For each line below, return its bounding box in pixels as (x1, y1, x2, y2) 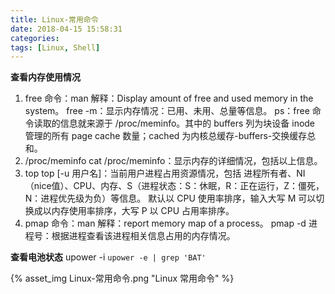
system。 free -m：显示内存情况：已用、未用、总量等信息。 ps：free (24, 105, 310, 117)
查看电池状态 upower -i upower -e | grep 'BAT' (10, 251, 207, 263)
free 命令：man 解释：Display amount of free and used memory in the (24, 92, 314, 105)
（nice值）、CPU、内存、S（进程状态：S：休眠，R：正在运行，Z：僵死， (24, 180, 325, 192)
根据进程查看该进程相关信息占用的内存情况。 (51, 230, 236, 242)
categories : (10, 33, 60, 43)
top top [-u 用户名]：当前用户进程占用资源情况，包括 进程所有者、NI (24, 167, 306, 180)
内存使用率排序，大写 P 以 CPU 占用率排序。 (51, 205, 235, 217)
